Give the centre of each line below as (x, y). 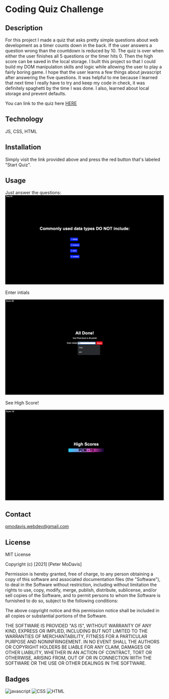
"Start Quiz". (18, 164)
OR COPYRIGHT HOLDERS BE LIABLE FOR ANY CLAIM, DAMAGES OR (78, 647)
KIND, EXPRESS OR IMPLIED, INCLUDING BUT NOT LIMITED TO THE (76, 631)
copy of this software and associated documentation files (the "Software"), (83, 579)
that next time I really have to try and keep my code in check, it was (75, 83)
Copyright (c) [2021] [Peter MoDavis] (44, 564)
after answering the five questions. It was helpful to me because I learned (81, 77)
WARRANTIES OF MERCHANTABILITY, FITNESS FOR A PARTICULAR (76, 636)
